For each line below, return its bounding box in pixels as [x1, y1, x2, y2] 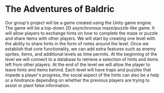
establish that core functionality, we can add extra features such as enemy [5, 46, 156, 52]
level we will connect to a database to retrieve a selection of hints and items [5, 56, 159, 62]
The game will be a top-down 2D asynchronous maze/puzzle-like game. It [5, 25, 155, 31]
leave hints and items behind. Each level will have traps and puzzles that [5, 66, 151, 72]
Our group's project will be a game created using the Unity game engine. [5, 20, 152, 26]
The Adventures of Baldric [5, 3, 114, 15]
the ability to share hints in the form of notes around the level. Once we [5, 40, 149, 46]
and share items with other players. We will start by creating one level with [5, 35, 156, 41]
